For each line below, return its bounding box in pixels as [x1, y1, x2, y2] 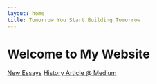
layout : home [7, 10, 45, 17]
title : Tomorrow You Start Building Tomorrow [7, 17, 140, 23]
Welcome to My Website [7, 46, 150, 62]
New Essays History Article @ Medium [7, 69, 117, 77]
